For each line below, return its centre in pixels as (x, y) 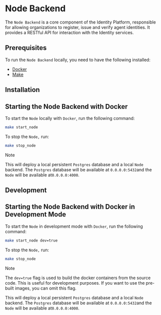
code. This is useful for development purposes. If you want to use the (75, 283)
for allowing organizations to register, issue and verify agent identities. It (78, 27)
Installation (22, 90)
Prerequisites (26, 48)
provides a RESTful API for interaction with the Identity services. (70, 32)
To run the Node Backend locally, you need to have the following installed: (78, 60)
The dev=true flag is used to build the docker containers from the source (78, 278)
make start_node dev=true (31, 241)
